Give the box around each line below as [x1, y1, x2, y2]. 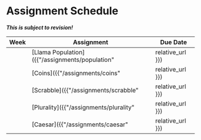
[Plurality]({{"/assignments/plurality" [32, 103, 135, 111]
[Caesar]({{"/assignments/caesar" [32, 120, 129, 129]
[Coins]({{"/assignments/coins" [32, 69, 121, 77]
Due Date [160, 38, 187, 46]
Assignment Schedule [6, 4, 118, 18]
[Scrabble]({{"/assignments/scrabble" [32, 86, 139, 94]
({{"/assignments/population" [32, 55, 115, 64]
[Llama [32, 48, 51, 56]
